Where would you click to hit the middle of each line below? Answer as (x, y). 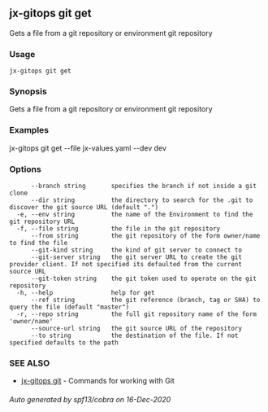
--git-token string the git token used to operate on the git (143, 278)
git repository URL (42, 221)
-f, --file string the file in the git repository (119, 229)
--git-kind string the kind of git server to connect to (136, 250)
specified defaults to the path (64, 343)
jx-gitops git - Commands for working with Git (98, 381)
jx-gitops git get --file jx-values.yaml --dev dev (88, 148)
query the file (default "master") (69, 307)
